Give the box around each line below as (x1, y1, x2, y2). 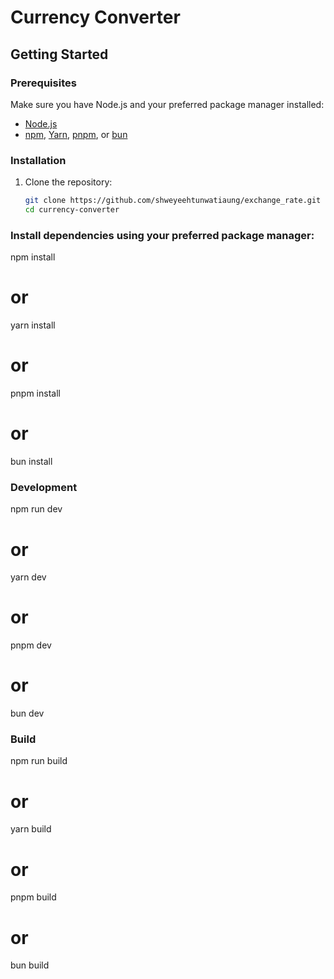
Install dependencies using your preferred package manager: (10, 228, 315, 242)
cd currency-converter (24, 205, 120, 215)
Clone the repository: (24, 176, 113, 188)
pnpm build (10, 891, 57, 903)
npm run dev (10, 503, 63, 515)
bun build (10, 959, 50, 971)
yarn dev (10, 571, 47, 583)
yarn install (10, 319, 56, 331)
